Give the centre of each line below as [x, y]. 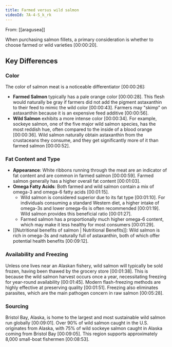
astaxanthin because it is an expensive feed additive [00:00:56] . [81, 113]
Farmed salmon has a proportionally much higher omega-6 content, [92, 219]
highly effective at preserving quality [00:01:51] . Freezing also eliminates [82, 287]
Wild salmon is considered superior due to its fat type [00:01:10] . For [93, 198]
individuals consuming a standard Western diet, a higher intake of [90, 203]
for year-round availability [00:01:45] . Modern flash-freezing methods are [83, 282]
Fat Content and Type [33, 159]
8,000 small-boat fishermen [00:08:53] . [47, 339]
